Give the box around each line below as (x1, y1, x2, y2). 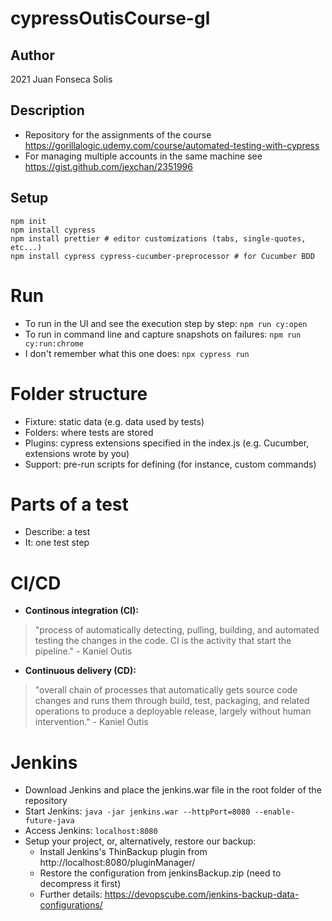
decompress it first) (39, 878, 122, 890)
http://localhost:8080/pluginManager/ (39, 857, 196, 869)
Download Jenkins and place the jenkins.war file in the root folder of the (24, 784, 322, 796)
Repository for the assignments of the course (24, 128, 212, 141)
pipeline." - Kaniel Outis (34, 645, 133, 657)
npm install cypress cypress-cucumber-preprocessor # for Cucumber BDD (10, 251, 315, 261)
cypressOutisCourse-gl (10, 7, 211, 30)
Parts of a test (10, 493, 129, 516)
